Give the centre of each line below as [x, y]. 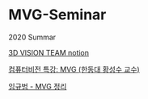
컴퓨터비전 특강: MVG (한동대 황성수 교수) [74, 69]
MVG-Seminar [57, 15]
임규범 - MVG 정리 [38, 86]
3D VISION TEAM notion [49, 52]
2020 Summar [32, 37]
